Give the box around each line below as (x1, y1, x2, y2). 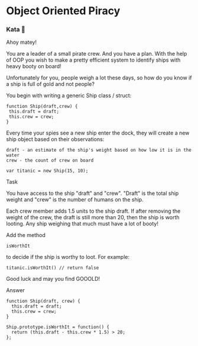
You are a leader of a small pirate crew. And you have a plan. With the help (6, 50, 187, 57)
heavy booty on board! (6, 63, 62, 70)
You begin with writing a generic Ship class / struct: (6, 92, 132, 99)
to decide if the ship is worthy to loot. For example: (6, 254, 130, 261)
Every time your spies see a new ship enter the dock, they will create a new (6, 129, 190, 137)
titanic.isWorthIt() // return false (6, 265, 99, 271)
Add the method (6, 232, 46, 239)
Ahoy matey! (6, 39, 37, 46)
